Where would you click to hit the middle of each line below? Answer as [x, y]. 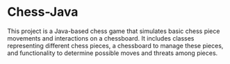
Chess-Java [43, 12]
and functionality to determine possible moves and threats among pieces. [113, 53]
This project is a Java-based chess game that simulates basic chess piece [114, 31]
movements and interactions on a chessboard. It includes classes [101, 38]
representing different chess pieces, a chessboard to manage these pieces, [115, 45]
